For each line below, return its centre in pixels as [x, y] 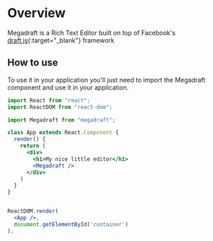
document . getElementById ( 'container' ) [71, 224]
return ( [33, 146]
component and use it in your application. [68, 87]
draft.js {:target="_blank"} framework [61, 40]
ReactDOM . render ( [33, 211]
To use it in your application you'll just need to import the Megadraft [106, 80]
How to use [33, 63]
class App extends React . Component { [63, 133]
